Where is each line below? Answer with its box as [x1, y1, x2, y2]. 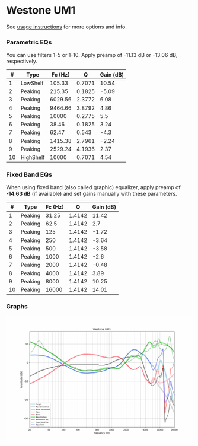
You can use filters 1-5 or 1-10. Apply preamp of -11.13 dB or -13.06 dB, [6, 52, 178, 59]
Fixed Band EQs [6, 170, 52, 179]
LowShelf [20, 79, 44, 87]
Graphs [6, 302, 28, 311]
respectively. [6, 58, 37, 65]
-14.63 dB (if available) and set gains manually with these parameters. [6, 190, 177, 197]
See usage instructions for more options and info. [6, 23, 127, 30]
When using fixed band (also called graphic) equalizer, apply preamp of [6, 184, 181, 191]
